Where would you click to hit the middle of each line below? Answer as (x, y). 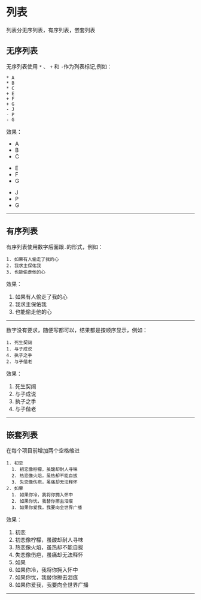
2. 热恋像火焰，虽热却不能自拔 (45, 476)
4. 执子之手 (19, 355)
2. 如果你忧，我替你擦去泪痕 (42, 502)
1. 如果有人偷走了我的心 (33, 259)
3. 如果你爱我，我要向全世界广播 (47, 508)
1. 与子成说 (19, 349)
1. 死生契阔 (19, 343)
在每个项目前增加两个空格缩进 (43, 451)
